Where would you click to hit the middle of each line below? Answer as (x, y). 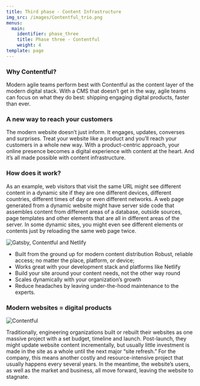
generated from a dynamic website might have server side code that (90, 205)
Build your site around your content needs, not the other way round (97, 273)
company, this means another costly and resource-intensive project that (95, 357)
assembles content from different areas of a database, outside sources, (94, 212)
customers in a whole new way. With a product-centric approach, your (93, 145)
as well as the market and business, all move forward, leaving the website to (100, 370)
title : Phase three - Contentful (59, 39)
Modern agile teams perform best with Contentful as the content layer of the (100, 85)
